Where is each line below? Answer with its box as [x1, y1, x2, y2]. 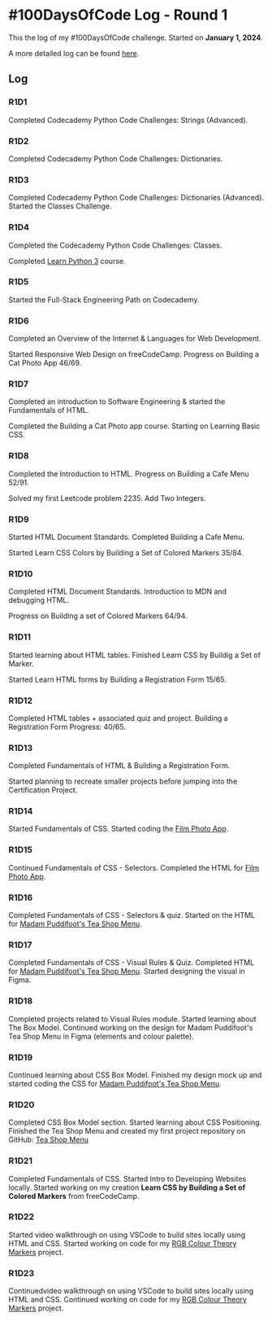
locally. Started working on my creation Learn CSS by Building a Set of [8, 1183, 246, 1192]
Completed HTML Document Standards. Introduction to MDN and [8, 586, 227, 596]
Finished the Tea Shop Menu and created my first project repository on [8, 1126, 246, 1136]
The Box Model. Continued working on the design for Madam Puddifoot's [8, 1022, 253, 1032]
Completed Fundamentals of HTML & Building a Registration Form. [8, 761, 231, 770]
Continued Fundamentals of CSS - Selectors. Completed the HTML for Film [8, 862, 260, 872]
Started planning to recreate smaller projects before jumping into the [8, 776, 238, 787]
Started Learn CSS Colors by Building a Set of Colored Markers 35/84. [8, 548, 244, 557]
